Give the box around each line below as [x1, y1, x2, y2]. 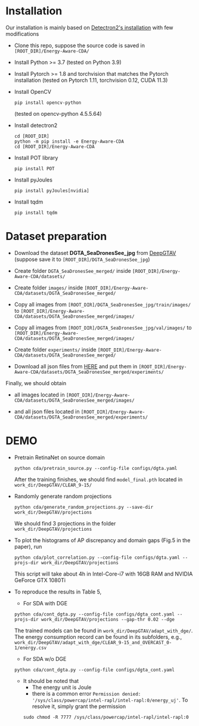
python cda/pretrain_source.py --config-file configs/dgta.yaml [14, 465, 178, 471]
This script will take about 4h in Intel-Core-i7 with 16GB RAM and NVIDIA [14, 570, 193, 577]
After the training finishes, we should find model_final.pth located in [14, 476, 183, 483]
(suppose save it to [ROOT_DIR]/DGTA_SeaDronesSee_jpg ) [14, 256, 150, 263]
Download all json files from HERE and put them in [14, 362, 138, 370]
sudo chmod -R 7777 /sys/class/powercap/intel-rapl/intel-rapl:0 [23, 714, 189, 720]
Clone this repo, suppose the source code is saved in [14, 42, 145, 49]
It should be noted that [23, 677, 79, 684]
